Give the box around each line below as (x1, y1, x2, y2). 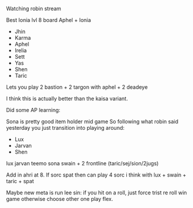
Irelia (14, 47, 27, 54)
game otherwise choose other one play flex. (6, 196, 113, 202)
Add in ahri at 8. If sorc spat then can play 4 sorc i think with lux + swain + (6, 171, 187, 178)
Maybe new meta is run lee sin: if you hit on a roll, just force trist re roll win (6, 189, 187, 196)
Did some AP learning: (6, 107, 61, 113)
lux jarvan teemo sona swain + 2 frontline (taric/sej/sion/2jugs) (6, 160, 159, 167)
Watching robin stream (6, 5, 61, 12)
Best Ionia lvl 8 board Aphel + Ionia (6, 17, 91, 23)
